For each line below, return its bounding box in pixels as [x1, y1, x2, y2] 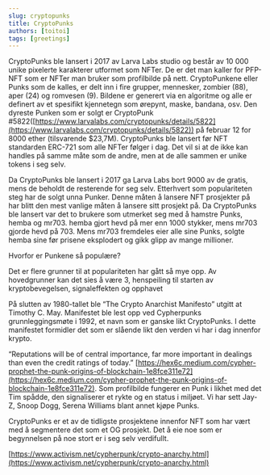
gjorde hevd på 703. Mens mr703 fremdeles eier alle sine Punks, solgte [8, 227, 245, 237]
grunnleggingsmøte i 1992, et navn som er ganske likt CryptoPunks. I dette [8, 317, 256, 326]
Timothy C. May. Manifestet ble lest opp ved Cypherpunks [8, 308, 201, 317]
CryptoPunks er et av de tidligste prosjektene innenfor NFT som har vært [8, 417, 251, 427]
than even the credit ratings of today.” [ [8, 358, 139, 368]
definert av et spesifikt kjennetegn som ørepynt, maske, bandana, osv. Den [8, 99, 258, 109]
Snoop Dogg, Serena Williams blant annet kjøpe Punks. [16, 401, 200, 410]
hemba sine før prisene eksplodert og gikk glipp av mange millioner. [8, 235, 234, 245]
